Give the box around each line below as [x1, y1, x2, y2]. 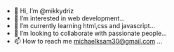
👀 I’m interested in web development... [13, 14, 125, 22]
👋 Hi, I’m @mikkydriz [13, 7, 74, 15]
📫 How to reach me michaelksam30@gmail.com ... [13, 37, 163, 45]
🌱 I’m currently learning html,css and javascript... [13, 22, 156, 30]
